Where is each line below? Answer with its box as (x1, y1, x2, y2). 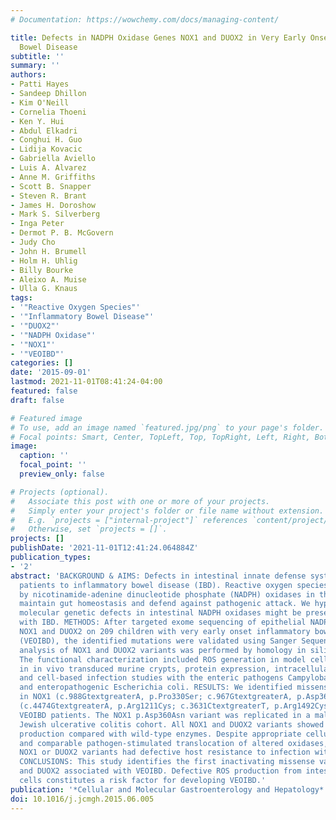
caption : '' (19, 451, 70, 461)
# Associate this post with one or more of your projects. (10, 496, 271, 506)
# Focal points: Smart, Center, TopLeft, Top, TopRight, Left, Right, (10, 432, 311, 442)
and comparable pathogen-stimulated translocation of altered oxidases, (19, 738, 329, 748)
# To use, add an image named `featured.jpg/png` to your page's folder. (10, 422, 325, 433)
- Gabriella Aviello (10, 154, 97, 164)
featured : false (10, 386, 78, 396)
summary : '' (10, 61, 60, 71)
